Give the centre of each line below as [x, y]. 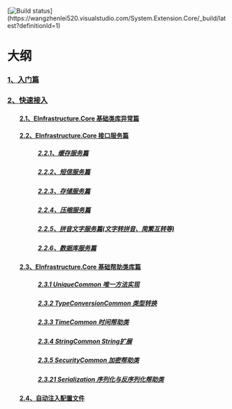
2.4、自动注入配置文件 [52, 398]
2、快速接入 [28, 100]
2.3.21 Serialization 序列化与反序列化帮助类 [101, 379]
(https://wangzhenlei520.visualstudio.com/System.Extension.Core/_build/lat [117, 18]
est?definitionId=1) [34, 26]
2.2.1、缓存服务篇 [63, 153]
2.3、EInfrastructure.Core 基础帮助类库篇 [80, 267]
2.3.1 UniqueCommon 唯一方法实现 [89, 284]
